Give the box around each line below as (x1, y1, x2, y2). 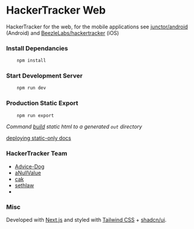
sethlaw (14, 182, 34, 189)
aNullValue (14, 169, 41, 176)
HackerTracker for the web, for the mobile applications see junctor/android (6, 23, 188, 30)
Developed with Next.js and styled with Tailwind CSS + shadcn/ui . (6, 217, 167, 224)
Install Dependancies (6, 44, 69, 52)
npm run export (17, 112, 54, 118)
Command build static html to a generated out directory (6, 123, 143, 130)
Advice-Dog (14, 163, 45, 170)
